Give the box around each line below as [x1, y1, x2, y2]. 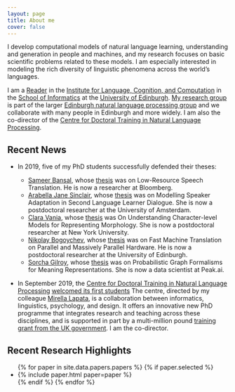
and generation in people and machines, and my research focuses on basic [7, 50, 225, 58]
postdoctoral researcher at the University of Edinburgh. [27, 251, 188, 259]
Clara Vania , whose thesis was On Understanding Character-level [27, 214, 217, 222]
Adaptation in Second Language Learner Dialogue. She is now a [27, 198, 213, 207]
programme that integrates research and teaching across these [17, 309, 201, 318]
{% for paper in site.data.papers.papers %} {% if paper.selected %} [17, 363, 214, 371]
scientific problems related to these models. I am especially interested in [7, 58, 216, 66]
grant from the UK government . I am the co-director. [17, 324, 169, 332]
